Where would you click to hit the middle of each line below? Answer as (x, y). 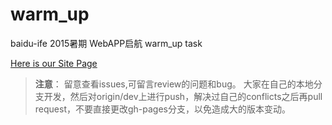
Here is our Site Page (54, 63)
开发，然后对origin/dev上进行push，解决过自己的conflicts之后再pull (183, 96)
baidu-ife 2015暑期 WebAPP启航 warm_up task (106, 43)
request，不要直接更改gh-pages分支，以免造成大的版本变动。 (162, 109)
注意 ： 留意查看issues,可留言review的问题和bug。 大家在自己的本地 (174, 84)
